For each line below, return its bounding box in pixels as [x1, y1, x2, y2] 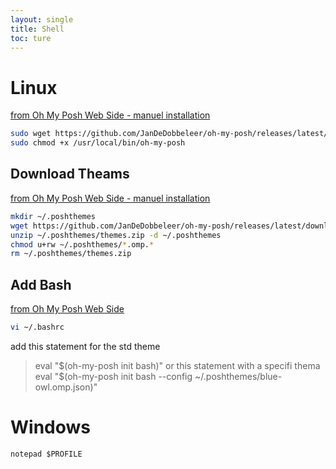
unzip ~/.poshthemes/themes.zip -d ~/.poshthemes [10, 230, 222, 240]
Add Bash [10, 276, 72, 293]
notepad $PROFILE [10, 449, 83, 459]
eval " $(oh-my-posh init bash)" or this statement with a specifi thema [34, 359, 321, 371]
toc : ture [10, 33, 52, 43]
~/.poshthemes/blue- [194, 370, 283, 382]
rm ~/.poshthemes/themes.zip [10, 249, 132, 259]
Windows [10, 416, 91, 439]
